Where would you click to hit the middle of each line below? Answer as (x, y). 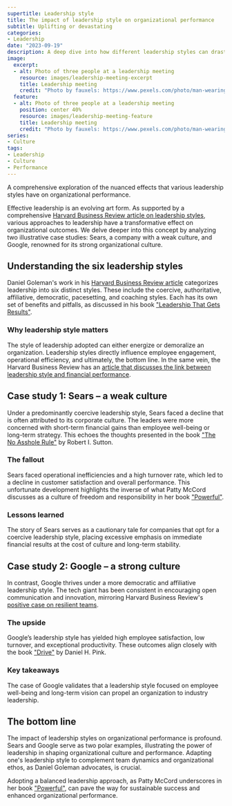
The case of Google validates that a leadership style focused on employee (113, 685)
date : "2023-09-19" (35, 46)
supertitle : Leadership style (51, 13)
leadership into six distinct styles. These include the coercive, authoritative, (115, 290)
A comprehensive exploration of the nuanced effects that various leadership (115, 187)
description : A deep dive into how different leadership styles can (108, 52)
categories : (24, 33)
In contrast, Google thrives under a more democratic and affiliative (101, 582)
